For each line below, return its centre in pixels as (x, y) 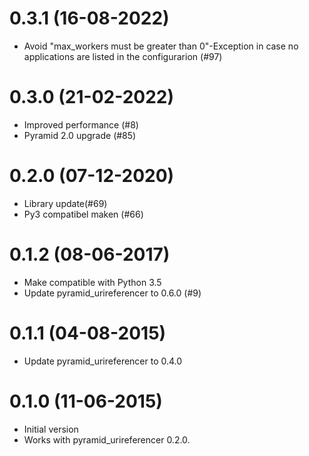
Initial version (51, 429)
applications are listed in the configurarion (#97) (123, 56)
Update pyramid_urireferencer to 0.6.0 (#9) (112, 293)
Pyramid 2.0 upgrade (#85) (80, 135)
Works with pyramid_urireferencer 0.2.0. (107, 439)
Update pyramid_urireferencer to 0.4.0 (103, 361)
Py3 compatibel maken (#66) (83, 214)
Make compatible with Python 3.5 (92, 282)
